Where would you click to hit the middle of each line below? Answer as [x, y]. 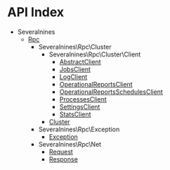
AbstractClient [80, 61]
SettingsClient [80, 107]
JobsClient [75, 69]
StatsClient [75, 114]
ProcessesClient [83, 99]
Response [64, 159]
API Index [36, 12]
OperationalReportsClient [96, 84]
